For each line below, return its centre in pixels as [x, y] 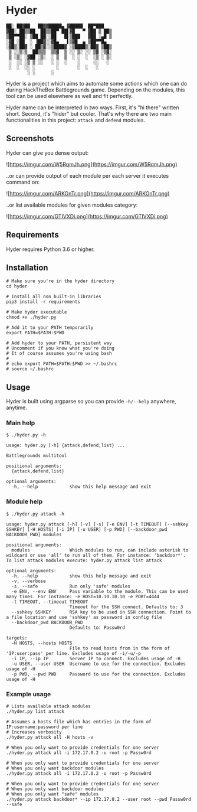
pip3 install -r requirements [43, 302]
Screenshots [30, 138]
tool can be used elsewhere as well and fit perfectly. [70, 96]
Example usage [29, 694]
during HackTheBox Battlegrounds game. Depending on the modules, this [96, 90]
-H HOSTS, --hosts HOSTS [42, 643]
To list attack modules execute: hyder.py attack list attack [84, 560]
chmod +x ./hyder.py [32, 317]
